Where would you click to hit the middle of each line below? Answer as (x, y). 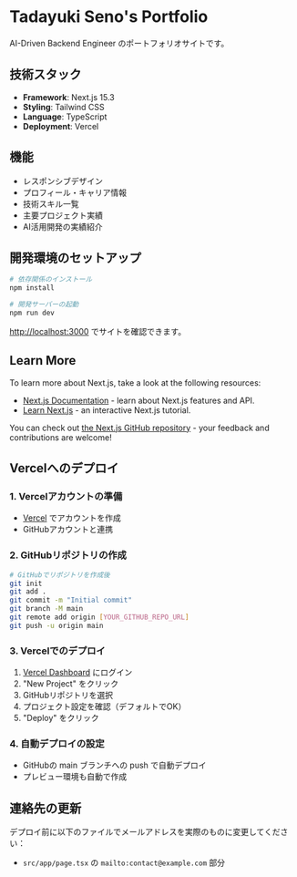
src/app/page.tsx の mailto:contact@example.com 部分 (124, 862)
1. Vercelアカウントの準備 (66, 496)
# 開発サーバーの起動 (44, 304)
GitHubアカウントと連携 (68, 530)
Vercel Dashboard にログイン (77, 673)
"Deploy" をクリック (61, 718)
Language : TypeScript (65, 117)
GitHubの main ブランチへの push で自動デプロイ (114, 765)
